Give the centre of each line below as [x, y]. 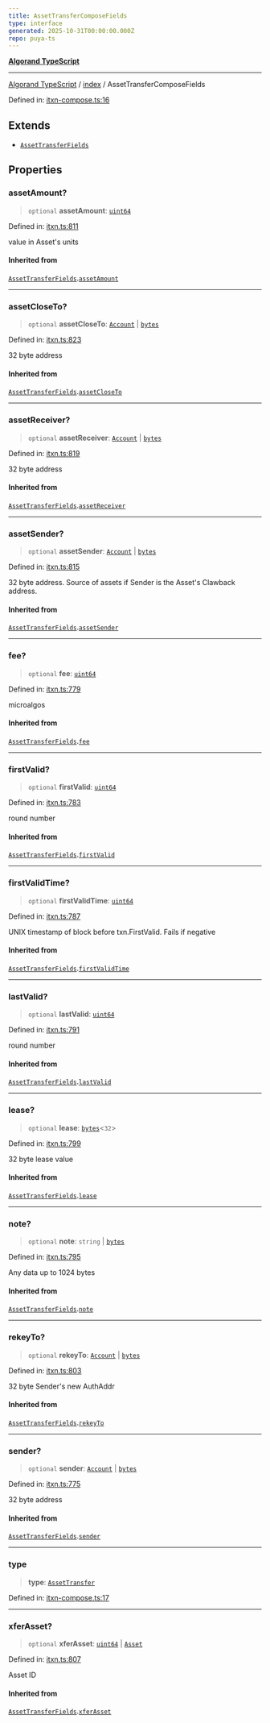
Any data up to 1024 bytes [52, 1273]
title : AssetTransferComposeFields [68, 16]
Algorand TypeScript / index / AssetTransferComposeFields [107, 85]
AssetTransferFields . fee [49, 741]
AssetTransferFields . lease [53, 1195]
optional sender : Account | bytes [82, 1468]
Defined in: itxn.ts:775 [45, 1484]
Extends [29, 125]
